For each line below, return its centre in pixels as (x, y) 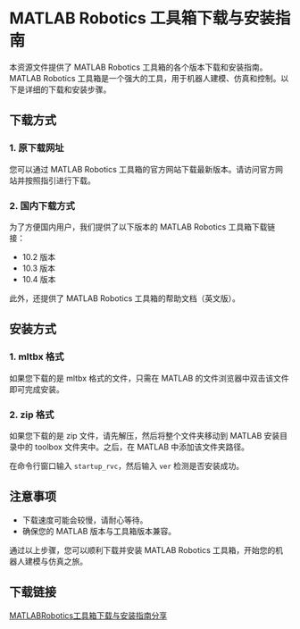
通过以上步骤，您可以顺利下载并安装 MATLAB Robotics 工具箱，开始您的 (142, 549)
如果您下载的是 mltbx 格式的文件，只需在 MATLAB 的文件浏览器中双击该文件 (149, 378)
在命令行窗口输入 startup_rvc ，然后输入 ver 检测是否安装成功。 (127, 465)
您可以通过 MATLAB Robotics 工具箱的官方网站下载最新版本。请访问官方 (142, 169)
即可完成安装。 (37, 389)
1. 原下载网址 (37, 148)
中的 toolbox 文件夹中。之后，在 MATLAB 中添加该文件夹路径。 (133, 447)
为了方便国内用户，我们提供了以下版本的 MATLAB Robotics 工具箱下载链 (142, 226)
